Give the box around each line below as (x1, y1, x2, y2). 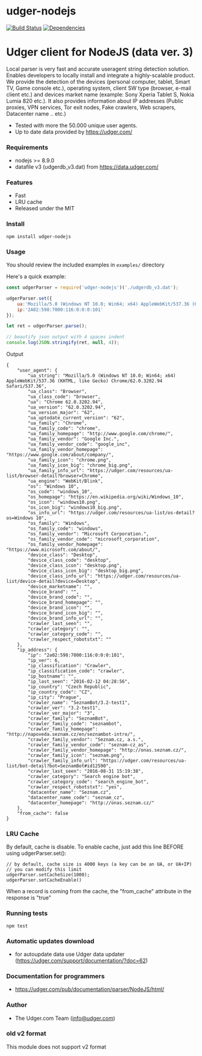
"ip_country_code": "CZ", (28, 689, 93, 696)
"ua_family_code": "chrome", (28, 426, 101, 432)
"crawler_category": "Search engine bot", (28, 773, 136, 780)
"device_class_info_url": (28, 573, 93, 579)
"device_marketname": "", (28, 583, 93, 590)
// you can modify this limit (6, 867, 82, 873)
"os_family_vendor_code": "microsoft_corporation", (28, 536, 161, 542)
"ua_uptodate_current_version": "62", (28, 415, 125, 421)
